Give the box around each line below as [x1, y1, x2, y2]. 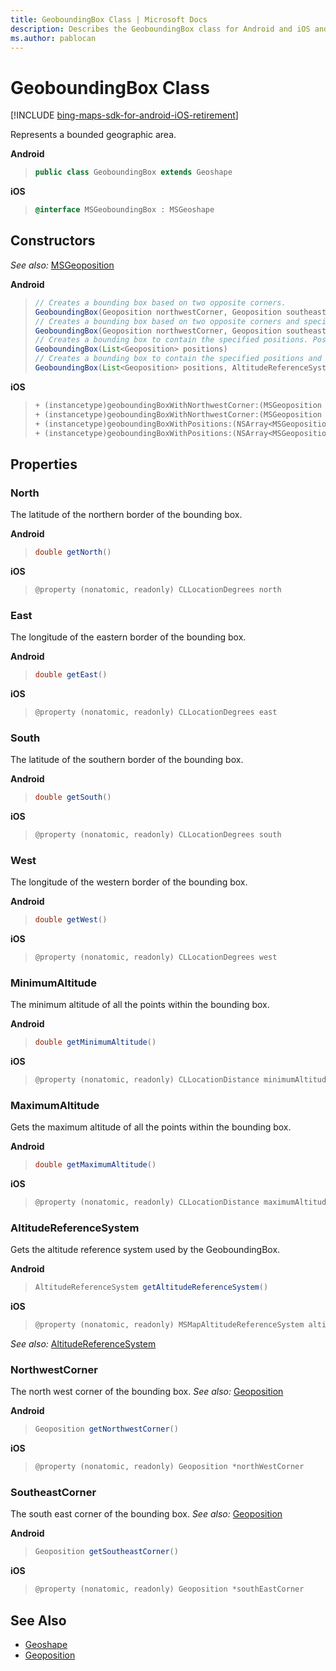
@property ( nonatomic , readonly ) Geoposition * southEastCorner [34, 1584, 305, 1595]
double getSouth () [34, 792, 112, 803]
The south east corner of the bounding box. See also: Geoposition [10, 1508, 283, 1520]
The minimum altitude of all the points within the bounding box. [10, 999, 270, 1011]
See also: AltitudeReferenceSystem [10, 1338, 157, 1350]
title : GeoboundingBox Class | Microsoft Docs [10, 14, 208, 25]
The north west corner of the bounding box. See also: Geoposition [10, 1386, 284, 1398]
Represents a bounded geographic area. [10, 129, 177, 141]
